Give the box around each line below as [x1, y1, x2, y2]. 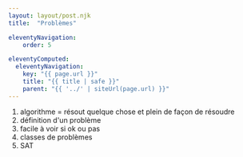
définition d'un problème [19, 115, 102, 124]
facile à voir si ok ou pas [19, 124, 101, 133]
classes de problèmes [19, 132, 93, 142]
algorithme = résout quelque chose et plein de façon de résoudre [19, 107, 235, 116]
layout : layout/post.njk [8, 11, 91, 20]
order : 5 [22, 41, 52, 49]
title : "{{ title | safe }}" [22, 77, 120, 85]
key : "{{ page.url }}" [22, 70, 98, 78]
